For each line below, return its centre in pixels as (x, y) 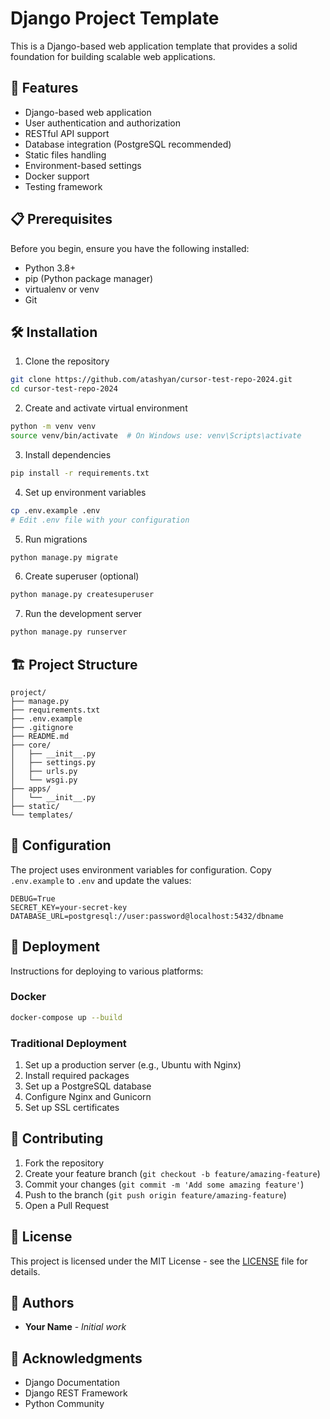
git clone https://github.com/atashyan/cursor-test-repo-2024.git (151, 380)
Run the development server (83, 614)
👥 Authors (42, 1303)
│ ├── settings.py (53, 762)
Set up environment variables (85, 492)
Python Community (64, 1404)
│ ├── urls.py (44, 771)
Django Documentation (72, 1383)
